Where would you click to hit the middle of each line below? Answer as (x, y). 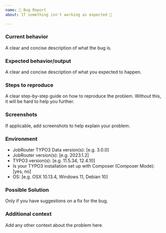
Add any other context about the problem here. (54, 225)
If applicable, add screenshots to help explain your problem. (68, 126)
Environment (22, 139)
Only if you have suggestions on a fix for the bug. (57, 201)
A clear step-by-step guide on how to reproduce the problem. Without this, (83, 96)
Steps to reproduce (29, 85)
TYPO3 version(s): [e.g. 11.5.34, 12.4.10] (54, 161)
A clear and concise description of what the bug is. (58, 48)
